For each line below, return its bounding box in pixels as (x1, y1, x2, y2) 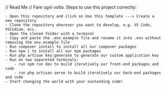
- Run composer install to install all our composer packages (5, 44, 137, 49)
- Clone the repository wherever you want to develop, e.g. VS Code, (5, 22, 153, 27)
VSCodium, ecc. (5, 27, 37, 32)
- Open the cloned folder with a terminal (5, 31, 94, 36)
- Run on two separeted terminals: (5, 57, 79, 62)
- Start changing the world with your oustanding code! (5, 79, 123, 84)
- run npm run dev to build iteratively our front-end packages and (14, 62, 159, 67)
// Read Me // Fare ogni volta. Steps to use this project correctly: (5, 4, 137, 10)
